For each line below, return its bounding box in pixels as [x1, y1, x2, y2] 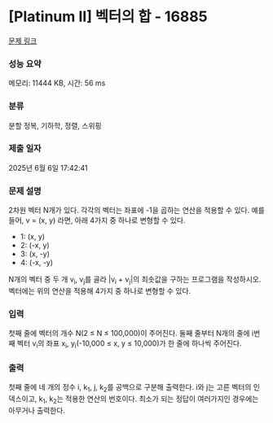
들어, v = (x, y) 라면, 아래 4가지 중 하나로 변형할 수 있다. [8, 216, 186, 225]
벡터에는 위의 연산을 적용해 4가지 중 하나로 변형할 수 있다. [8, 286, 192, 295]
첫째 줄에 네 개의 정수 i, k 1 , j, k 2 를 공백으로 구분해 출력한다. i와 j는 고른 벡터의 [8, 382, 252, 395]
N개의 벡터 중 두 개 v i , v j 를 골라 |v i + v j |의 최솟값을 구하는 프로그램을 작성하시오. [8, 274, 262, 286]
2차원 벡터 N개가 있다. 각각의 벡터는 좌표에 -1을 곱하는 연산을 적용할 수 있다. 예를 [8, 205, 265, 216]
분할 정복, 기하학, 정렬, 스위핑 [8, 120, 102, 130]
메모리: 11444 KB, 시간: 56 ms [8, 78, 106, 88]
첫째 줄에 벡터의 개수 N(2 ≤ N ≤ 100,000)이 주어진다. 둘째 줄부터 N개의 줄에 [8, 329, 250, 338]
